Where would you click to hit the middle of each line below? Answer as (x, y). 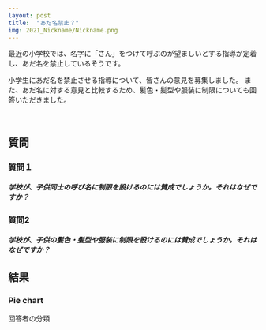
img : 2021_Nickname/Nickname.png (63, 30)
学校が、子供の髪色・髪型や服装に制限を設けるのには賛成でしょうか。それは (133, 240)
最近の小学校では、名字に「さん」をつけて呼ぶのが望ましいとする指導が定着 (133, 54)
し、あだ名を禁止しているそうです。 (67, 63)
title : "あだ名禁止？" (43, 23)
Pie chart (26, 300)
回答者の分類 (29, 318)
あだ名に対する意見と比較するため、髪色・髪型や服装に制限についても (136, 90)
